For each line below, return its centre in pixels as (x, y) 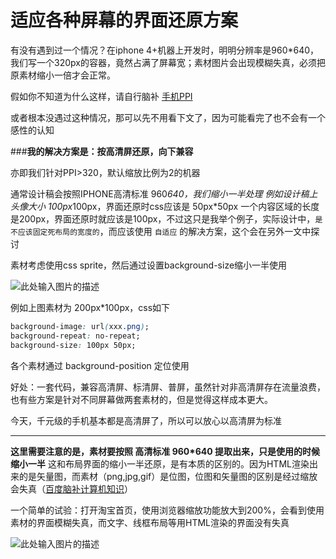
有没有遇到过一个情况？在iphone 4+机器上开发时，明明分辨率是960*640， (165, 50)
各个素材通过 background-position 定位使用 (100, 365)
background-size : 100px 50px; (73, 345)
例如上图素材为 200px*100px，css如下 (90, 307)
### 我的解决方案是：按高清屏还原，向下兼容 (102, 151)
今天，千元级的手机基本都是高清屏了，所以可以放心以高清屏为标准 (146, 420)
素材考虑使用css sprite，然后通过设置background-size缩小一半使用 (149, 265)
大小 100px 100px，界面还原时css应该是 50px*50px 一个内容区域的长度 (173, 206)
